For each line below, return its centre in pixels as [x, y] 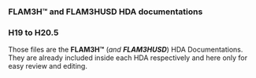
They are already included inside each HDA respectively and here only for [128, 58]
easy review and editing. [48, 66]
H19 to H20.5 [33, 32]
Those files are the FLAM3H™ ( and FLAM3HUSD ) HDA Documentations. [126, 50]
